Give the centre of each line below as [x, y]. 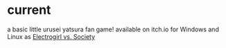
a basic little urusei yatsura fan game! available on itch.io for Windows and [113, 29]
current [29, 10]
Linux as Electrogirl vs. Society [51, 36]
